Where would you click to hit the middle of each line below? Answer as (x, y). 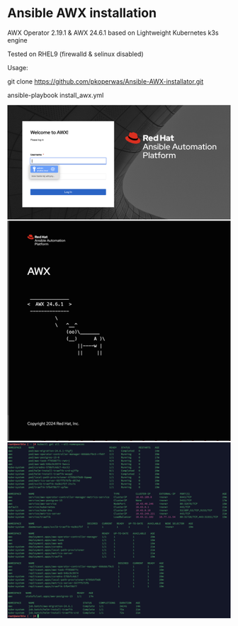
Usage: (18, 67)
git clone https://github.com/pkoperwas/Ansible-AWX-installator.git (106, 81)
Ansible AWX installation (82, 13)
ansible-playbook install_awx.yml (56, 95)
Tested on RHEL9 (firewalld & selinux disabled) (75, 54)
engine (17, 40)
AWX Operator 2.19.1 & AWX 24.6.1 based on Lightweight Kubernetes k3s (113, 33)
